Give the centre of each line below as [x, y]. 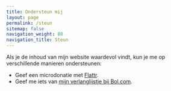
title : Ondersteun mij [35, 12]
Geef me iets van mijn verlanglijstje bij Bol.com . [73, 81]
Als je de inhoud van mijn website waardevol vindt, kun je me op [86, 57]
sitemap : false [25, 29]
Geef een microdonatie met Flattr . [57, 75]
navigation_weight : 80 [35, 34]
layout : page [23, 17]
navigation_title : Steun [37, 40]
